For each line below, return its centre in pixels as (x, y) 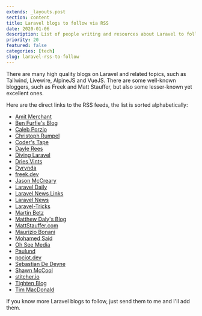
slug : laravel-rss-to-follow (43, 57)
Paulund (25, 251)
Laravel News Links (39, 193)
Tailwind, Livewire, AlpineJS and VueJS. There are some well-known (91, 80)
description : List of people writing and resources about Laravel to (95, 34)
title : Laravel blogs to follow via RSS (58, 23)
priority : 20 (23, 40)
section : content (28, 17)
